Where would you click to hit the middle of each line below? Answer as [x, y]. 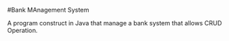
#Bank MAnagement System [48, 10]
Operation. [23, 30]
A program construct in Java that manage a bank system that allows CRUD [114, 23]
